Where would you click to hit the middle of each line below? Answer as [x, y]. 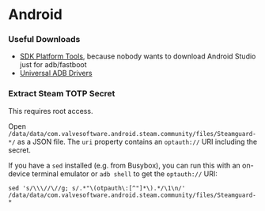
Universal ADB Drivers [56, 73]
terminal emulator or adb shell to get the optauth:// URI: [124, 173]
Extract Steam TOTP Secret [62, 94]
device [19, 173]
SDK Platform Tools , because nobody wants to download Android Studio [138, 56]
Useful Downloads [44, 40]
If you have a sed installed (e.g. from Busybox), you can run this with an [125, 165]
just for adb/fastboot [53, 65]
